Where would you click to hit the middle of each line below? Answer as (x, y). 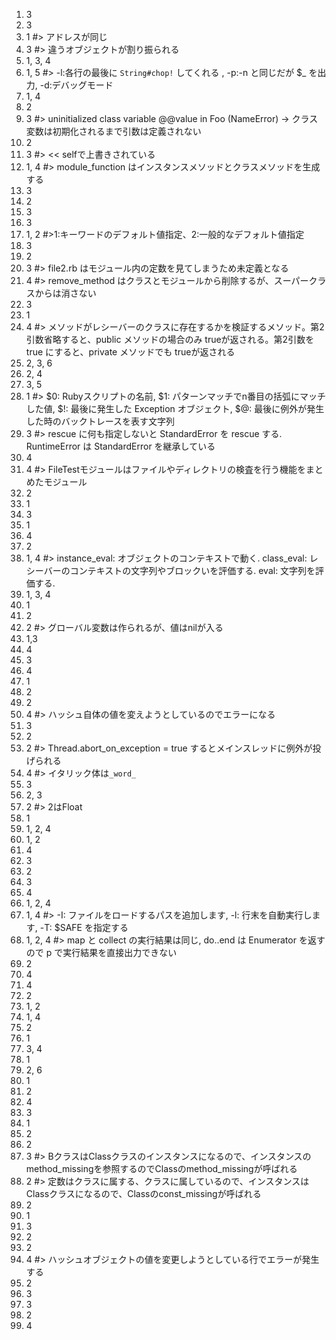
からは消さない (65, 293)
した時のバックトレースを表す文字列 (100, 421)
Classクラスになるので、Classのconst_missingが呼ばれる (143, 1193)
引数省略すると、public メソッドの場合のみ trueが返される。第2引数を (170, 339)
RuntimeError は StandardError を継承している (120, 446)
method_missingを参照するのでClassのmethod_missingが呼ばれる (161, 1168)
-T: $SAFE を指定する (84, 927)
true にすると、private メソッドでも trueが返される (130, 352)
